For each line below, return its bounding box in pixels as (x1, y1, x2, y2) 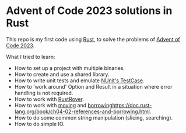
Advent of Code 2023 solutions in (6, 4, 173, 17)
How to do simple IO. (14, 120, 65, 127)
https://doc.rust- (112, 101, 152, 108)
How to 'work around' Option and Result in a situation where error (14, 83, 173, 90)
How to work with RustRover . (14, 95, 85, 103)
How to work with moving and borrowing (14, 101, 113, 108)
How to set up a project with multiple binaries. (14, 64, 125, 71)
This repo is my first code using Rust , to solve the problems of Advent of (6, 36, 180, 43)
